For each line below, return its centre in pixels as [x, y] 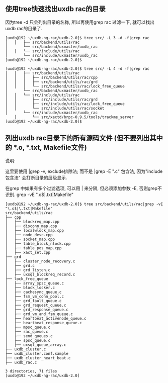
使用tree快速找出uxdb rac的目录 [55, 9]
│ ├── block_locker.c [30, 288]
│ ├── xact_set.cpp [28, 252]
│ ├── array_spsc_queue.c [35, 283]
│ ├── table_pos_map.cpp [33, 248]
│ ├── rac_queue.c [27, 331]
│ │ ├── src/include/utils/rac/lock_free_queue [65, 104]
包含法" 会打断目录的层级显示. [36, 177]
